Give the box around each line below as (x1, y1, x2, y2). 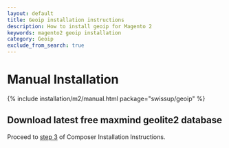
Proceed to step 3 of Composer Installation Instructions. (7, 132, 166, 141)
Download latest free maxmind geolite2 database (7, 114, 222, 126)
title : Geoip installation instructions (7, 17, 125, 23)
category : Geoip (7, 36, 54, 43)
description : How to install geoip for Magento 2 (7, 23, 153, 30)
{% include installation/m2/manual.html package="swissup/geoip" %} (7, 94, 206, 103)
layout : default (7, 10, 54, 17)
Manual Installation (7, 72, 119, 87)
